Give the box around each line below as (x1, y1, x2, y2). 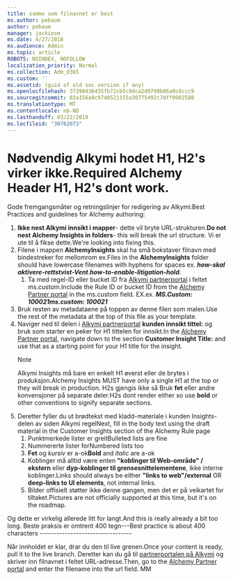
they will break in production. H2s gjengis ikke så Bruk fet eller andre (17, 384, 216, 392)
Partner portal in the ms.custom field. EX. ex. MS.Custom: (27, 290, 193, 299)
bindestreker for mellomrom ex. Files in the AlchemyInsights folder (17, 253, 209, 262)
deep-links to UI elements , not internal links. (27, 478, 156, 487)
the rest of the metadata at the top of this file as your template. (17, 313, 197, 321)
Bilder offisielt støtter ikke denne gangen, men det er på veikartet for (27, 486, 224, 494)
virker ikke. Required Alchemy (7, 165, 183, 181)
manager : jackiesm (7, 29, 61, 37)
